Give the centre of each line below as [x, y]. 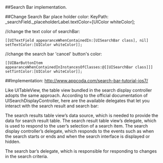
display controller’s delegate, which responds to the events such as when [80, 131]
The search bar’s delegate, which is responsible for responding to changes [81, 151]
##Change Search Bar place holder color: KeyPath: [57, 16]
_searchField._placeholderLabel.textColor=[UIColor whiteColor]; [70, 22]
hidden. [13, 142]
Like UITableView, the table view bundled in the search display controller [79, 90]
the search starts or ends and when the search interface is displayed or [78, 136]
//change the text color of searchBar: [43, 31]
